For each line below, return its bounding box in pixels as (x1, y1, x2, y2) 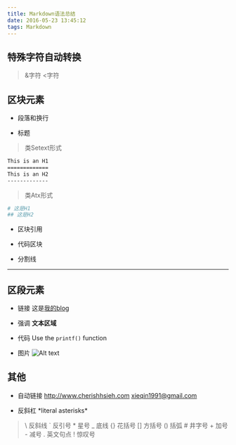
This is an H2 (7, 170, 49, 178)
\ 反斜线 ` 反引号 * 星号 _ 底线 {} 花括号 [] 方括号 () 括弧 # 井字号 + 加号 (24, 421, 228, 430)
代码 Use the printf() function (17, 334, 107, 342)
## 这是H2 (7, 212, 34, 219)
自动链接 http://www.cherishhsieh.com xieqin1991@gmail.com (17, 391, 197, 399)
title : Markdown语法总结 (7, 10, 76, 18)
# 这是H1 (7, 205, 31, 212)
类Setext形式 (24, 143, 62, 152)
